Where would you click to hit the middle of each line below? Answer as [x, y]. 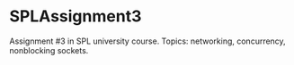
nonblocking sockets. [49, 50]
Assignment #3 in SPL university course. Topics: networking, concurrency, [147, 41]
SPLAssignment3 [76, 16]
